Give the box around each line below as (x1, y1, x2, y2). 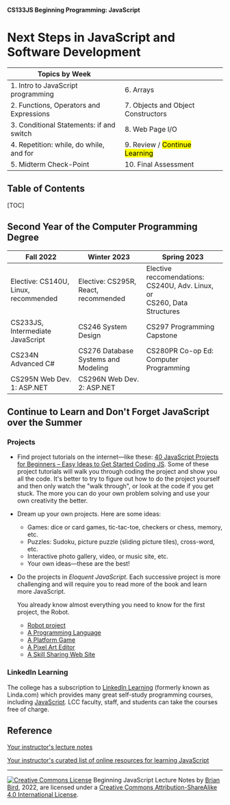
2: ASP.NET (78, 383, 116, 392)
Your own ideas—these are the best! (27, 560, 130, 568)
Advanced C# (10, 359, 55, 368)
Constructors (124, 109, 167, 119)
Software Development (7, 45, 142, 60)
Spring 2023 (162, 252, 204, 261)
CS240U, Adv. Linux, (146, 280, 214, 290)
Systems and (78, 355, 120, 364)
